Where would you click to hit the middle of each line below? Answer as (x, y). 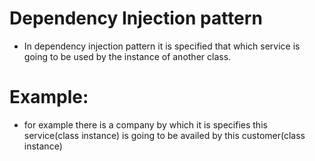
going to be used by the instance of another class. (127, 56)
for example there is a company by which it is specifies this (145, 124)
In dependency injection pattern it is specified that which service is (162, 46)
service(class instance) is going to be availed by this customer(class (164, 135)
